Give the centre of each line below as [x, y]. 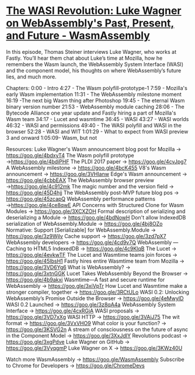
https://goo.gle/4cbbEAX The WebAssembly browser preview [80, 180]
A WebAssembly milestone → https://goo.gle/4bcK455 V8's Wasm [86, 167]
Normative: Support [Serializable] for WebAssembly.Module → [81, 230]
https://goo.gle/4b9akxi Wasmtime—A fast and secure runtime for [86, 280]
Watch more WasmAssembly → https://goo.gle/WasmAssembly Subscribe [95, 359]
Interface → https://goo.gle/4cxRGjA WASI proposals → [73, 311]
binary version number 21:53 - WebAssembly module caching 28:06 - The [95, 106]
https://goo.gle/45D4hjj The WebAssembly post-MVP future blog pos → [93, 192]
